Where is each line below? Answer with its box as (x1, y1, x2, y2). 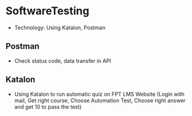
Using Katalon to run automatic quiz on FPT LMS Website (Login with (14, 90, 185, 97)
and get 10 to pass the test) (14, 103, 82, 110)
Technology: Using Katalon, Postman (14, 24, 106, 31)
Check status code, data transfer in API (14, 57, 111, 64)
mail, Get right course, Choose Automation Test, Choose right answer (14, 97, 186, 104)
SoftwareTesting (5, 4, 90, 18)
